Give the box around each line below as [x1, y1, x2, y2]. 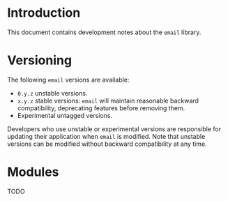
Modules [7, 164, 59, 180]
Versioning [7, 52, 72, 68]
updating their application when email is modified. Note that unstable [7, 132, 206, 140]
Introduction [7, 5, 81, 21]
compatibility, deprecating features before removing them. [17, 103, 185, 112]
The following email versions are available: [7, 75, 130, 84]
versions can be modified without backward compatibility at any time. [7, 140, 207, 148]
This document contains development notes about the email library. [7, 28, 202, 36]
